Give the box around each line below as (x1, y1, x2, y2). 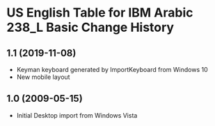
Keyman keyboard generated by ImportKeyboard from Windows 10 (16, 66, 208, 73)
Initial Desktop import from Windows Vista (16, 111, 138, 119)
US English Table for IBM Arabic (6, 5, 193, 21)
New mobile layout (16, 73, 70, 81)
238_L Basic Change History (6, 19, 175, 35)
